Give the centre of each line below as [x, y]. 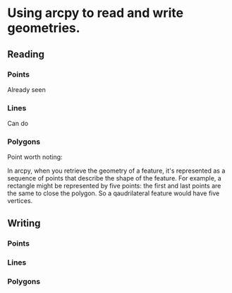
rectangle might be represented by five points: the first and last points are [114, 186]
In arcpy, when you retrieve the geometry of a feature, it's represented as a [116, 171]
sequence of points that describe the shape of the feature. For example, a [115, 178]
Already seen [26, 89]
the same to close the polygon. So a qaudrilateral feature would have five [114, 193]
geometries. [44, 28]
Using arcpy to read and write [96, 13]
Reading [26, 54]
